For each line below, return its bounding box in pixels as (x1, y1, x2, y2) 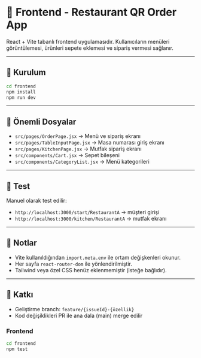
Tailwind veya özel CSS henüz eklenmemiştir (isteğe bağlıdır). (14, 266, 167, 273)
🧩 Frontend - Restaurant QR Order (6, 5, 177, 19)
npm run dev (6, 94, 36, 101)
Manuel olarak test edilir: (6, 197, 67, 204)
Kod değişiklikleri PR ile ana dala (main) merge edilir (14, 312, 143, 319)
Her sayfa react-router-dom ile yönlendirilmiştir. (14, 260, 133, 267)
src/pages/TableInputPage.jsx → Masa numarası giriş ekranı (14, 139, 165, 146)
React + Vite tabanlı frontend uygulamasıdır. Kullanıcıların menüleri (6, 38, 170, 45)
